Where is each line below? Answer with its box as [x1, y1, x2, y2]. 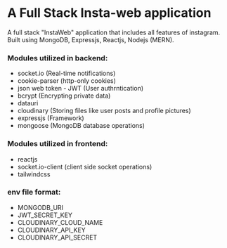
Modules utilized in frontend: [7, 139, 108, 149]
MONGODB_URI [17, 203, 64, 211]
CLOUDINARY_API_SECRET [17, 233, 98, 242]
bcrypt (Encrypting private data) [17, 91, 111, 100]
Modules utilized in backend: [7, 53, 108, 63]
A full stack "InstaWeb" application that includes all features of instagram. [7, 28, 221, 37]
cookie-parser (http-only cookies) [17, 77, 116, 85]
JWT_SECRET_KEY [17, 211, 72, 219]
